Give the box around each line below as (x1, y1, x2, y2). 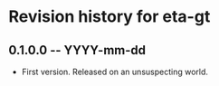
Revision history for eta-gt (8, 6, 211, 27)
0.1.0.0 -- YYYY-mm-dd (8, 43, 147, 58)
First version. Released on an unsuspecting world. (21, 66, 209, 77)
